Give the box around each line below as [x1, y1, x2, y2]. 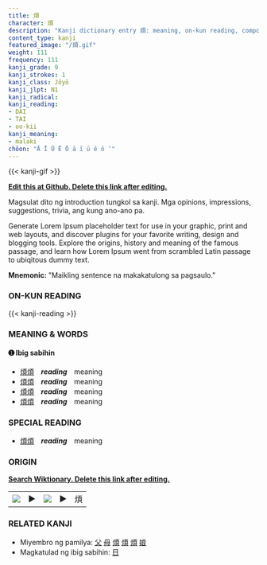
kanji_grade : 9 [8, 64, 59, 72]
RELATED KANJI [8, 518, 72, 529]
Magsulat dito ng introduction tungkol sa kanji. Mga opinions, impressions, [8, 197, 252, 207]
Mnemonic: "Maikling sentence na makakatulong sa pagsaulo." [8, 271, 216, 280]
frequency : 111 [8, 56, 59, 64]
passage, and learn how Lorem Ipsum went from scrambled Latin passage [8, 247, 251, 256]
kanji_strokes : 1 [8, 71, 66, 79]
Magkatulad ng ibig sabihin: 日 [19, 547, 119, 557]
